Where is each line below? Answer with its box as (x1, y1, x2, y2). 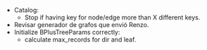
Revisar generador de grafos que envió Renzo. (13, 21, 149, 28)
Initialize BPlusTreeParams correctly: (13, 28, 120, 36)
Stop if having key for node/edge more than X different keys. (24, 13, 201, 22)
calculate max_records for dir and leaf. (24, 35, 137, 44)
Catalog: (13, 6, 39, 14)
